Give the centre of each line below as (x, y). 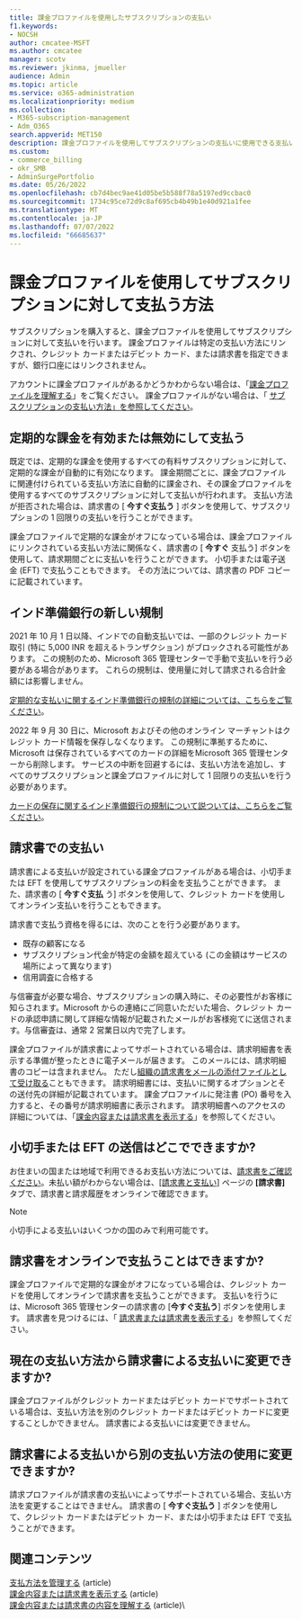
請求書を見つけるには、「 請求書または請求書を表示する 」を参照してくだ (159, 1318)
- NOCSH (24, 34)
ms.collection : (38, 110)
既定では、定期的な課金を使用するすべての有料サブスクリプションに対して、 (151, 461)
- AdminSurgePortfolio (52, 176)
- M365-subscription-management (70, 118)
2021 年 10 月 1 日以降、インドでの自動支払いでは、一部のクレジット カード (149, 636)
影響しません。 (60, 681)
